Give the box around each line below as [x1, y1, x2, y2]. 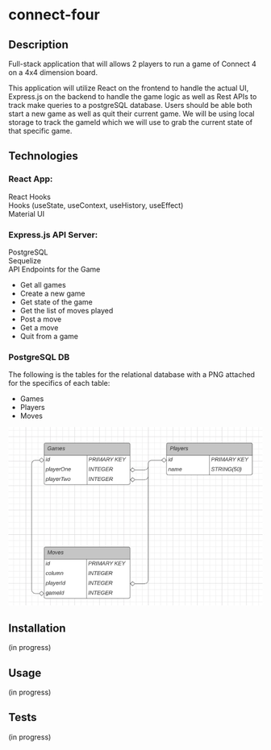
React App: [8, 173, 53, 184]
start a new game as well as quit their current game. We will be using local [8, 109, 255, 118]
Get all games [19, 280, 66, 289]
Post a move [19, 314, 62, 324]
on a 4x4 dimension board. [8, 68, 98, 77]
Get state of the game [19, 296, 93, 307]
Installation [8, 621, 66, 635]
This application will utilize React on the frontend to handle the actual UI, [8, 83, 249, 93]
